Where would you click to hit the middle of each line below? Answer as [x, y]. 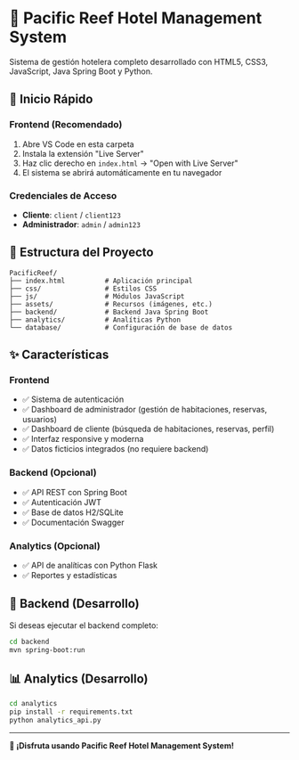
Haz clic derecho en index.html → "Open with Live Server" [130, 163]
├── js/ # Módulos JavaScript [97, 296]
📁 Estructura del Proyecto [81, 253]
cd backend [29, 642]
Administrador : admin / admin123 [81, 224]
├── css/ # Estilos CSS [83, 289]
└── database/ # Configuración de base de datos [121, 327]
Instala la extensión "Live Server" [83, 153]
